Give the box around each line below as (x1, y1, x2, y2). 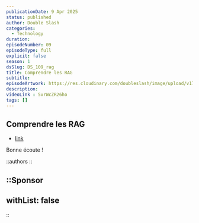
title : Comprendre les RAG (6, 70, 73, 76)
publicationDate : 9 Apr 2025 (6, 8, 78, 15)
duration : (6, 36, 31, 42)
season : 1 (6, 58, 31, 64)
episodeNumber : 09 (6, 42, 52, 48)
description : (6, 86, 38, 92)
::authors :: (6, 158, 33, 165)
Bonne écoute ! (6, 146, 43, 153)
